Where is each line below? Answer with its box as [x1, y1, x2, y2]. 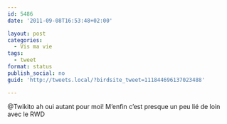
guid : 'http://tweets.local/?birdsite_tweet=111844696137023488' [7, 76, 205, 83]
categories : [7, 36, 43, 43]
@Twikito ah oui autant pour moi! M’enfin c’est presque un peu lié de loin [7, 102, 221, 110]
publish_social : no [7, 69, 65, 77]
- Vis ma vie [14, 43, 53, 51]
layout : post [7, 30, 46, 37]
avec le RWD [7, 110, 45, 118]
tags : [7, 50, 23, 57]
